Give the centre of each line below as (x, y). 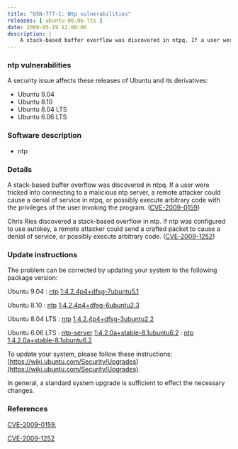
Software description (45, 136)
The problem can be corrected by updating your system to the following (112, 270)
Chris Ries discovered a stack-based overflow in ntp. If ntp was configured (117, 222)
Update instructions (42, 254)
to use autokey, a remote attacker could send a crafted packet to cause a (114, 229)
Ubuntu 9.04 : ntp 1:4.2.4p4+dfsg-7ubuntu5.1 (73, 291)
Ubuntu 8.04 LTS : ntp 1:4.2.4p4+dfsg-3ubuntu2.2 (81, 319)
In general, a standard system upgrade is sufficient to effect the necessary (116, 383)
